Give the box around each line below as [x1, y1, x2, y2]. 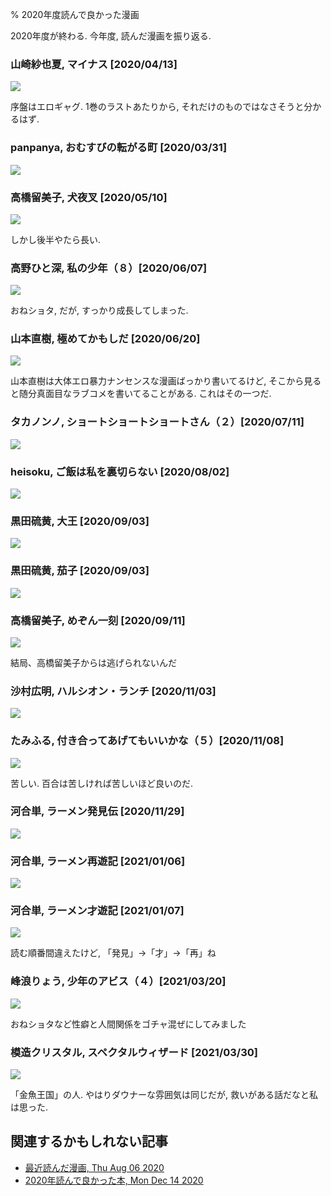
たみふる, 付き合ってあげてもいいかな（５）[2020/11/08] [10, 734, 285, 748]
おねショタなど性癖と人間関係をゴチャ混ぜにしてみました [10, 1018, 247, 1030]
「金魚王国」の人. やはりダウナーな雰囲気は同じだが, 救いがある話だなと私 [10, 1089, 318, 1101]
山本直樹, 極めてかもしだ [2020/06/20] [10, 332, 201, 346]
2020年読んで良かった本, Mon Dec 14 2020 [24, 1174, 204, 1186]
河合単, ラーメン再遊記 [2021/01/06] [10, 854, 186, 868]
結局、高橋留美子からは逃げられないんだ [10, 656, 177, 668]
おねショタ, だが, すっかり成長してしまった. [10, 304, 189, 317]
